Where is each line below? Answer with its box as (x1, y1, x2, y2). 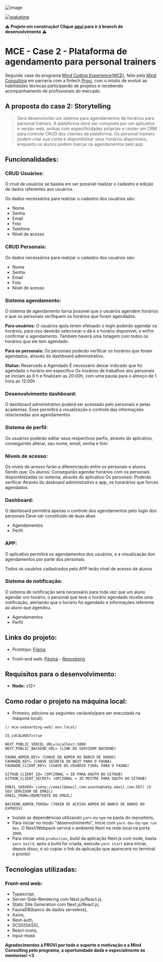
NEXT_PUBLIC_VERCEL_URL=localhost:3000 (5, 742, 86, 747)
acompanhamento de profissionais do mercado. (5, 88, 101, 94)
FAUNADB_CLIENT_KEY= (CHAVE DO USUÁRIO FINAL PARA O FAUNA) (5, 763, 130, 768)
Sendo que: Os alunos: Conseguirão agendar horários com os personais (5, 469, 150, 474)
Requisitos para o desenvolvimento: (5, 670, 117, 678)
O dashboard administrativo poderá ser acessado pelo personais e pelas (5, 402, 151, 407)
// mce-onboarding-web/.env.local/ (5, 725, 77, 730)
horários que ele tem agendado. (5, 338, 70, 344)
